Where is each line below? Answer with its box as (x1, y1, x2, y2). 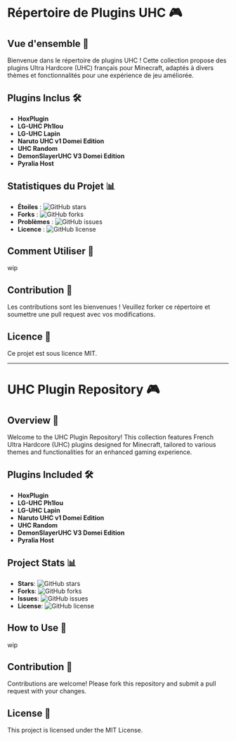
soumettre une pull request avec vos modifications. (7, 310, 156, 319)
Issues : (17, 594, 40, 603)
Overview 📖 (7, 414, 59, 426)
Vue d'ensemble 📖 (7, 37, 89, 49)
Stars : (17, 579, 36, 587)
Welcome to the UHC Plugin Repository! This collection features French (7, 433, 214, 441)
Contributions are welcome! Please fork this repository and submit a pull (7, 679, 216, 688)
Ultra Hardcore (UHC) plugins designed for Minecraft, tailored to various (7, 441, 216, 449)
